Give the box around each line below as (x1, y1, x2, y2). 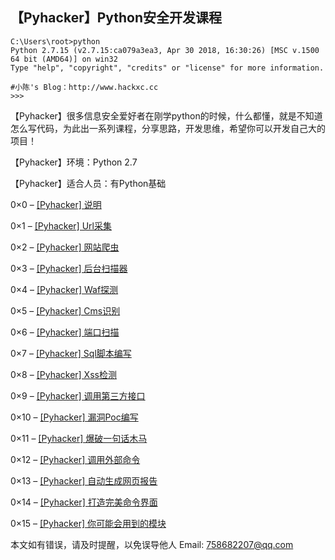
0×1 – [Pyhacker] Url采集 (10, 219, 112, 232)
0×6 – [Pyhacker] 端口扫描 (10, 326, 120, 338)
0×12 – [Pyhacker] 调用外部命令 (10, 453, 141, 465)
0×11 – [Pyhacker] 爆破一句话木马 (10, 432, 148, 444)
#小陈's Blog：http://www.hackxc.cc (10, 82, 159, 92)
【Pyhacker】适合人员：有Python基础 (10, 177, 167, 189)
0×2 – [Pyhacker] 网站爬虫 (10, 241, 120, 253)
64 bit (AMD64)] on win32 (10, 54, 118, 64)
